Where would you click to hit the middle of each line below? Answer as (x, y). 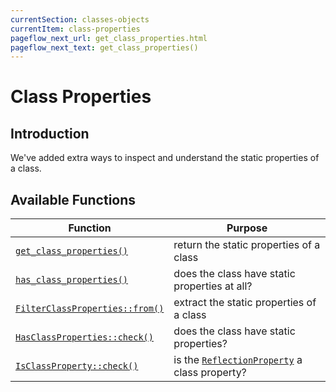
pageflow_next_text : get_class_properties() (104, 47)
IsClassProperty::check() (77, 366)
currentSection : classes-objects (80, 19)
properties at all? (213, 286)
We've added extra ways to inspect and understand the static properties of (165, 158)
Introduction (50, 133)
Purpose (247, 228)
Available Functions (73, 199)
